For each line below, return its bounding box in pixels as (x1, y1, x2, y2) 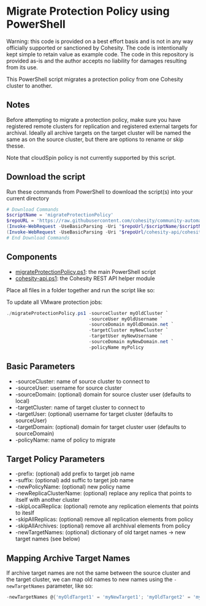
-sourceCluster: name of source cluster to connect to (15, 377, 150, 385)
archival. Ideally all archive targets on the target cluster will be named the (6, 129, 191, 136)
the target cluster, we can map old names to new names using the (6, 576, 173, 583)
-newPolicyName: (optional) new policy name (15, 483, 131, 491)
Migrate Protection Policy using (6, 4, 170, 18)
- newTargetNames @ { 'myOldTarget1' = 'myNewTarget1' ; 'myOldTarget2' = (6, 594, 191, 600)
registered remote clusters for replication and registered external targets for (6, 123, 198, 130)
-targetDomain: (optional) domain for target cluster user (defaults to (15, 423, 186, 430)
